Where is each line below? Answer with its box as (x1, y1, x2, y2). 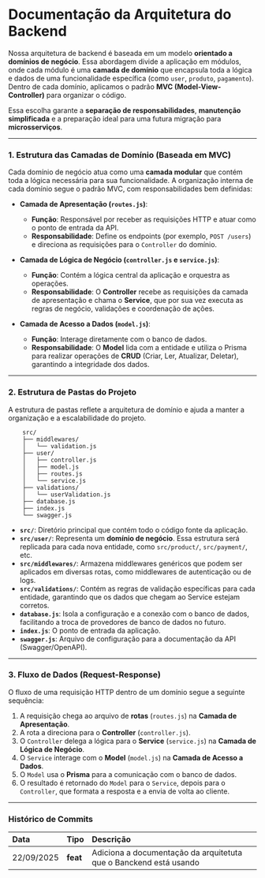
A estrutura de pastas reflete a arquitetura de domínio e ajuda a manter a (8, 405, 244, 414)
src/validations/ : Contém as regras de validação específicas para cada (19, 584, 256, 593)
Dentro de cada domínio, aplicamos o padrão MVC (8, 81, 174, 92)
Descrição (91, 834, 132, 845)
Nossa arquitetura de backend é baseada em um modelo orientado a (8, 48, 233, 58)
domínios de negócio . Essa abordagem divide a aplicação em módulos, (8, 57, 242, 66)
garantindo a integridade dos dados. (31, 360, 150, 369)
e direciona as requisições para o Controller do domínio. (31, 240, 218, 249)
